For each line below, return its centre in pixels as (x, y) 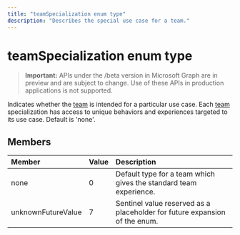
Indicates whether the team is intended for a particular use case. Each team (119, 105)
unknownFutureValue (46, 212)
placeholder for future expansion (171, 212)
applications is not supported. (69, 90)
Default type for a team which (165, 174)
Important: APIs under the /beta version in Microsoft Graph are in (121, 75)
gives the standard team (156, 183)
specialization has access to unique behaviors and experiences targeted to (117, 112)
